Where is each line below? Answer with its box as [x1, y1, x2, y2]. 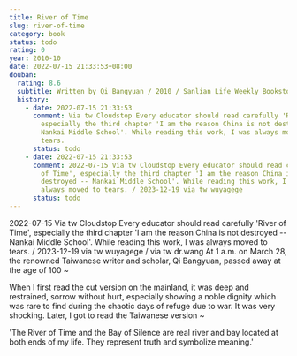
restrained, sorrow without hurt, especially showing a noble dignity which [9, 291, 277, 301]
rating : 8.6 [17, 79, 62, 87]
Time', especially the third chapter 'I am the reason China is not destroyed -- [9, 227, 287, 238]
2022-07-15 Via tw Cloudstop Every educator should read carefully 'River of [9, 217, 287, 228]
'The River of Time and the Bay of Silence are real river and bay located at [9, 327, 278, 337]
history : [17, 95, 49, 104]
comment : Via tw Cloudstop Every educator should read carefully [32, 111, 278, 120]
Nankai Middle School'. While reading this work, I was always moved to [9, 236, 268, 247]
